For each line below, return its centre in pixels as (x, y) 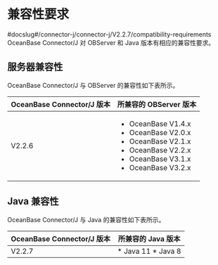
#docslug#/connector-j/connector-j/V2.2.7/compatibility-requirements (109, 34)
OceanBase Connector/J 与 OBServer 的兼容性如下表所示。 (93, 85)
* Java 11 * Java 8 (149, 251)
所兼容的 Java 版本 (149, 238)
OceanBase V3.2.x (160, 167)
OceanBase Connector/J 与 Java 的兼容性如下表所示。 (86, 219)
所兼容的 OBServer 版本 (157, 104)
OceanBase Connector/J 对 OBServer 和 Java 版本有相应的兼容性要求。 (111, 42)
